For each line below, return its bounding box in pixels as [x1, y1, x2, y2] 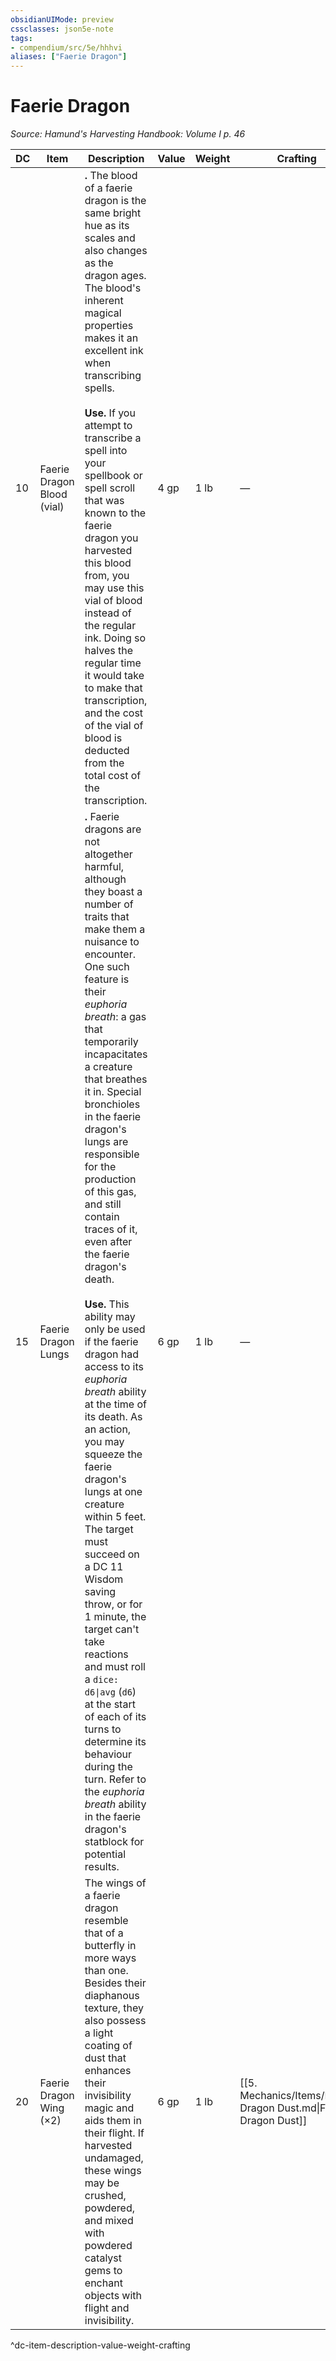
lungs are [84, 1135, 129, 1149]
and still [84, 1197, 122, 1211]
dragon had [84, 1347, 140, 1361]
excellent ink [84, 344, 144, 358]
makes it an [84, 331, 139, 345]
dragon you [84, 531, 139, 545]
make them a [84, 922, 146, 936]
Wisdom [84, 1572, 124, 1586]
